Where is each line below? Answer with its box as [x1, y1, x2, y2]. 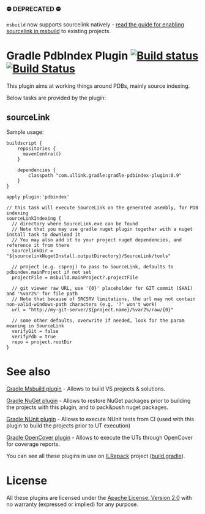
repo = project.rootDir [12, 339, 72, 345]
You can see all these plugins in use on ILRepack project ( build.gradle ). [6, 452, 185, 459]
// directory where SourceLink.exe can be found [12, 221, 138, 227]
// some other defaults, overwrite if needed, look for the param [12, 317, 185, 324]
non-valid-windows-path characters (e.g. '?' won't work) [6, 302, 157, 308]
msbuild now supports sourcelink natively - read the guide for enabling [6, 21, 185, 28]
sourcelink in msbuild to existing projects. [6, 28, 111, 35]
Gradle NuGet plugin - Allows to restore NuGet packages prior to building [6, 397, 191, 404]
